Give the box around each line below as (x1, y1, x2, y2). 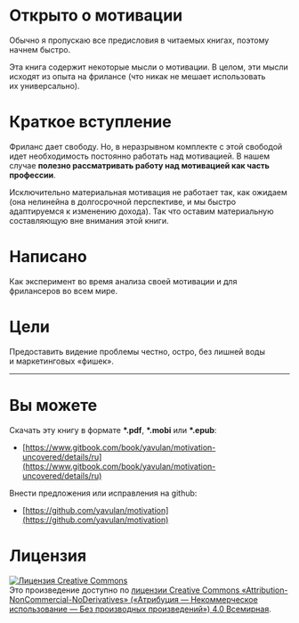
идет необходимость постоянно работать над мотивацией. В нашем (9, 151, 270, 161)
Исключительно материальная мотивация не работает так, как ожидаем (9, 186, 287, 197)
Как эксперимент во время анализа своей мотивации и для (9, 275, 238, 286)
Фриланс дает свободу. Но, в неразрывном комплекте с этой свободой (9, 141, 283, 152)
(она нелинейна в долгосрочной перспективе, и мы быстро (9, 196, 237, 207)
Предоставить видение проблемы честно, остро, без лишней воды (9, 346, 265, 357)
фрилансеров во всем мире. (9, 285, 118, 296)
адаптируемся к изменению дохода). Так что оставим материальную (9, 206, 274, 217)
